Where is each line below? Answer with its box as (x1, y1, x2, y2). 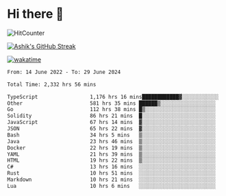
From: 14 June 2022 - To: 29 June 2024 (7, 69, 121, 75)
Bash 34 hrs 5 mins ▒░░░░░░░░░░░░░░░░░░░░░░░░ (7, 132, 216, 138)
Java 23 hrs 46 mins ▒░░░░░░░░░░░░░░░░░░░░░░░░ (7, 138, 216, 145)
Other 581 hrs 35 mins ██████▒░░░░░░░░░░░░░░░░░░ (7, 99, 216, 107)
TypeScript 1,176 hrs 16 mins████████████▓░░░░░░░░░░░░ (7, 93, 219, 100)
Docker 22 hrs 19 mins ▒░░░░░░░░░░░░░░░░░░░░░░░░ (7, 144, 216, 151)
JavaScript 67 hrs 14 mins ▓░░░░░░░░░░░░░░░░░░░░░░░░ (7, 119, 216, 126)
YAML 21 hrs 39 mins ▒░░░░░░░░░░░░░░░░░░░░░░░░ (7, 151, 216, 158)
